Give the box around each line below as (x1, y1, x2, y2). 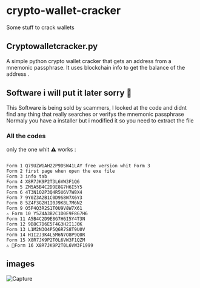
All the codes (6, 132, 46, 140)
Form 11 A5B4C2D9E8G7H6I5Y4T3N (6, 216, 85, 222)
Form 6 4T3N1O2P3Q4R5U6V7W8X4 (6, 189, 83, 195)
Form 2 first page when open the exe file (6, 168, 115, 174)
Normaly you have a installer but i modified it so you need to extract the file (6, 116, 194, 124)
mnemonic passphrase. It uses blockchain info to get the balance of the (6, 64, 185, 71)
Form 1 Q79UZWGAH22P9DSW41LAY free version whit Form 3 (6, 162, 150, 169)
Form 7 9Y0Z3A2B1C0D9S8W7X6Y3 (6, 195, 83, 201)
